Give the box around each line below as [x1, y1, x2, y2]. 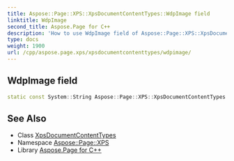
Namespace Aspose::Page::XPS [17, 139, 109, 147]
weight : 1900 [7, 43, 45, 49]
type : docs [7, 36, 39, 43]
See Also [7, 112, 47, 124]
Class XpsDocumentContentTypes [17, 131, 116, 139]
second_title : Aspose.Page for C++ [7, 23, 111, 30]
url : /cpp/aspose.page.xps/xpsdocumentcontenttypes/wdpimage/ [7, 49, 192, 56]
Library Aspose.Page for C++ [17, 146, 102, 154]
